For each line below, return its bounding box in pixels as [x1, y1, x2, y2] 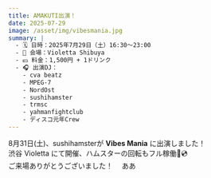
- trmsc [22, 101, 48, 109]
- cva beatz [22, 71, 62, 79]
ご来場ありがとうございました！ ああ [8, 160, 136, 170]
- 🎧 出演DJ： [15, 64, 58, 72]
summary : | [8, 34, 45, 42]
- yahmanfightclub [22, 109, 84, 117]
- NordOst [22, 85, 56, 94]
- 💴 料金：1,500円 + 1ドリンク [15, 57, 111, 65]
